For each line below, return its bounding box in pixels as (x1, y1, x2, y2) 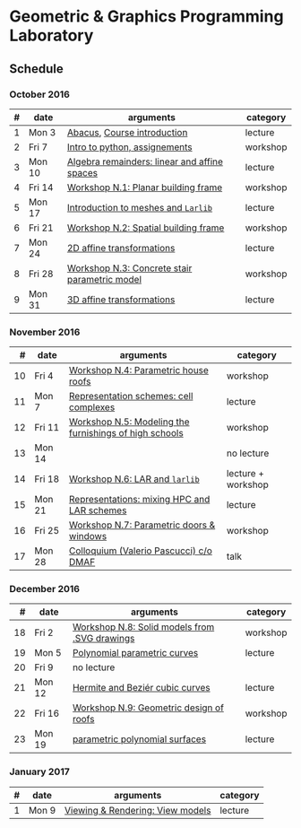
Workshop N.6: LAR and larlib (68, 473, 200, 485)
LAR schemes (68, 504, 127, 517)
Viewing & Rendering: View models (64, 804, 211, 816)
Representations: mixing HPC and (68, 493, 211, 506)
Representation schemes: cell (68, 390, 193, 403)
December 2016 (9, 583, 81, 596)
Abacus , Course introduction (66, 126, 188, 138)
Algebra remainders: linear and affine (66, 155, 224, 168)
